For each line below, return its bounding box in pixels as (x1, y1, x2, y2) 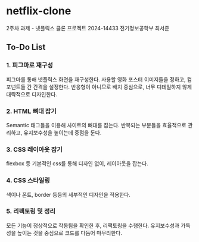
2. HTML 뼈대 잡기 (6, 107, 57, 115)
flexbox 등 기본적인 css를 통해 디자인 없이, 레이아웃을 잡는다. (6, 160, 149, 167)
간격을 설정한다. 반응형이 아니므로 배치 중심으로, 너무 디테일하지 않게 (33, 83, 192, 90)
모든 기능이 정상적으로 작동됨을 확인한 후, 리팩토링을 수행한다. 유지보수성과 (6, 222, 180, 229)
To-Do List (6, 42, 46, 52)
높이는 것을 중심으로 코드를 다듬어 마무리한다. (17, 229, 123, 236)
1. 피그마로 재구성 (6, 61, 54, 70)
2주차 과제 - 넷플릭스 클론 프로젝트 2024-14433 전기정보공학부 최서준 (6, 24, 170, 32)
